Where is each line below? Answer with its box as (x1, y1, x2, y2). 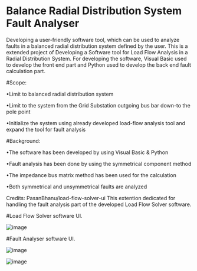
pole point (6, 108, 31, 115)
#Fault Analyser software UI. (6, 235, 75, 242)
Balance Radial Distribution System (6, 4, 182, 18)
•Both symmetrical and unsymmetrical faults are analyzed (6, 183, 147, 190)
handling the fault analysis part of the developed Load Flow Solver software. (6, 201, 192, 208)
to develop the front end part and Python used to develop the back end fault (6, 61, 192, 68)
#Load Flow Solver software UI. (6, 212, 83, 219)
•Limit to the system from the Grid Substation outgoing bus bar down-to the (6, 102, 191, 109)
